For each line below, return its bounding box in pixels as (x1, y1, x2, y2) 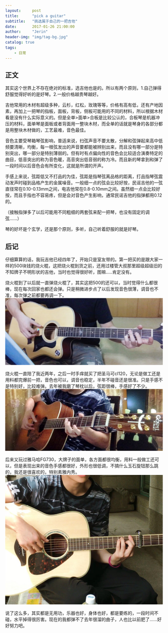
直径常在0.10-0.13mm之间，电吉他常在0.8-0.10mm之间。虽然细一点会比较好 (5, 186, 161, 192)
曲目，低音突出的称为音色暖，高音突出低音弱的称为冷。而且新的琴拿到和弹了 (5, 156, 163, 163)
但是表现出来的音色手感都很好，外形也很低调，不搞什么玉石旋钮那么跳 (13, 463, 158, 469)
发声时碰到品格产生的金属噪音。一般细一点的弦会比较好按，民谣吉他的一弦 (9, 180, 163, 186)
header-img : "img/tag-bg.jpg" (5, 35, 68, 40)
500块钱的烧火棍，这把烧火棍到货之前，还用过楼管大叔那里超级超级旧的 (13, 263, 162, 269)
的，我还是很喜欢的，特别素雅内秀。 (5, 469, 80, 475)
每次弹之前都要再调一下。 (13, 292, 66, 298)
